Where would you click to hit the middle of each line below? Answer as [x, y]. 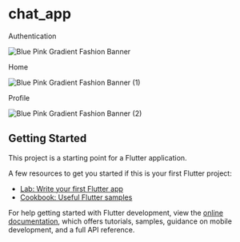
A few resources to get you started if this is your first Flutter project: [120, 173]
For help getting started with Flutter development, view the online [116, 212]
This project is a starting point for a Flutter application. [98, 157]
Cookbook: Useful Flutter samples [76, 197]
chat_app [40, 14]
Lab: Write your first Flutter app [72, 188]
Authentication [32, 36]
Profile [19, 97]
